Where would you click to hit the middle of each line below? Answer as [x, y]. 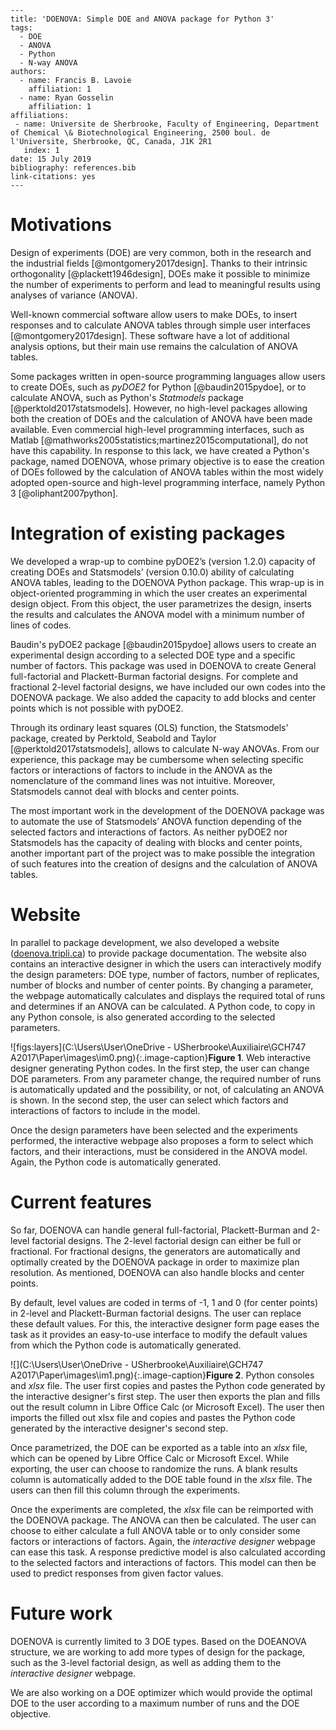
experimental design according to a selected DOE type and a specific [153, 655]
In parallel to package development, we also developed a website [145, 942]
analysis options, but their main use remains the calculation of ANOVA [154, 346]
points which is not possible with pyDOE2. [97, 708]
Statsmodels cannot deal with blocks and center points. [125, 791]
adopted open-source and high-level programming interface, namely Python [168, 482]
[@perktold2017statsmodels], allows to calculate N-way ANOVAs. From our [165, 748]
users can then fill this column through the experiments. [125, 1490]
